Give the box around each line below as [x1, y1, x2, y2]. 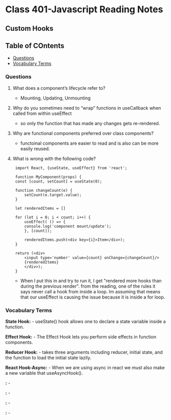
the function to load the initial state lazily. [5, 354, 92, 361]
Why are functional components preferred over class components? [12, 130, 154, 136]
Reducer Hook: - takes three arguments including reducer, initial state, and [5, 349, 163, 355]
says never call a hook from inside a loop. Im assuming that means [20, 288, 161, 294]
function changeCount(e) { [15, 188, 72, 193]
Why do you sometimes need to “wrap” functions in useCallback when [12, 105, 161, 111]
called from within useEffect [12, 110, 72, 116]
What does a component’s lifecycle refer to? [12, 85, 106, 91]
